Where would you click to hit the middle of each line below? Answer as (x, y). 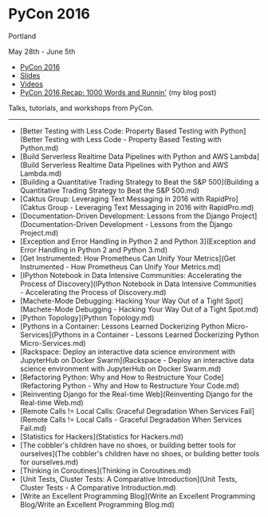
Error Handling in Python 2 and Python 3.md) (94, 249)
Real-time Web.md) (51, 402)
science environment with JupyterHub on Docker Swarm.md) (120, 368)
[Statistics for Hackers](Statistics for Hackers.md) (102, 436)
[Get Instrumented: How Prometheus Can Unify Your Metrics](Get (128, 258)
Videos (32, 84)
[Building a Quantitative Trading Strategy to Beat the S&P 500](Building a (139, 181)
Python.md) (39, 148)
